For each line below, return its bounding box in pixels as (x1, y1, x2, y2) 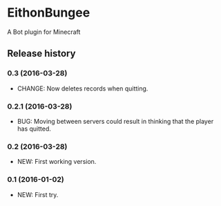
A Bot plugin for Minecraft (7, 28, 81, 36)
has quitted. (17, 124, 52, 133)
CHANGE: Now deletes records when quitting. (17, 84, 148, 93)
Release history (7, 48, 76, 59)
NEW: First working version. (17, 158, 97, 166)
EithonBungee (7, 5, 90, 21)
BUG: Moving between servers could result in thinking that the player (17, 117, 214, 125)
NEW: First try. (17, 190, 59, 198)
